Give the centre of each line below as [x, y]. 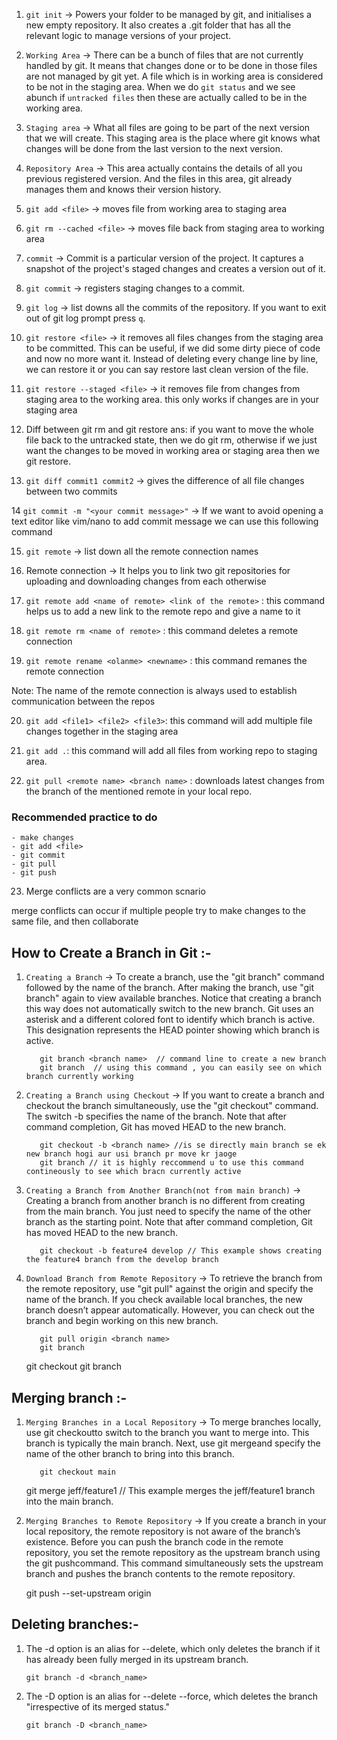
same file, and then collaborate [75, 921]
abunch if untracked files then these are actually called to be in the [166, 97]
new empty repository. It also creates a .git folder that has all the [158, 25]
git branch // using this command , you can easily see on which [181, 1068]
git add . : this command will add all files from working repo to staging [171, 750]
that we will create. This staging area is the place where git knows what [173, 138]
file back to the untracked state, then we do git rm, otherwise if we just [171, 440]
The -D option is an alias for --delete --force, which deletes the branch [171, 1696]
